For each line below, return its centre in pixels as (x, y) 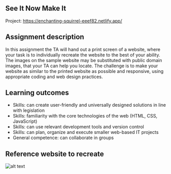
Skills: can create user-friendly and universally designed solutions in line (89, 105)
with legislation (29, 110)
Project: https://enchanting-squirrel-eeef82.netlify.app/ (64, 21)
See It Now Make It (36, 8)
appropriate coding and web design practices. (54, 76)
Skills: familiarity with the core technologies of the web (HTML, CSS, (85, 116)
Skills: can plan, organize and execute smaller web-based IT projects (86, 132)
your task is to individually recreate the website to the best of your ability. (83, 55)
